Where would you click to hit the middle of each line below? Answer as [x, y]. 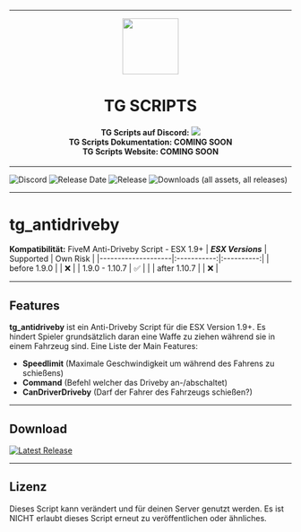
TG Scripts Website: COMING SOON [150, 151]
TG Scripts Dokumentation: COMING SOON [150, 142]
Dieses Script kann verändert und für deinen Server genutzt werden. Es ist [147, 509]
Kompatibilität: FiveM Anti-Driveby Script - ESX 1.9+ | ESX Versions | [138, 249]
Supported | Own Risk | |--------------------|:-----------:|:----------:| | [139, 259]
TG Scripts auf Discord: [145, 132]
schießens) [43, 373]
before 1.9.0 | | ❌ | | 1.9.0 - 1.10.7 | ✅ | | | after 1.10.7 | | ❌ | [114, 268]
